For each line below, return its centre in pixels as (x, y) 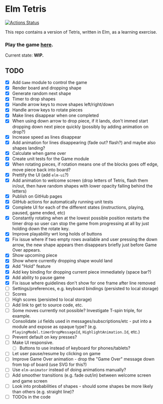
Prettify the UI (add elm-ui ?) (40, 175)
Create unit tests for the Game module (51, 159)
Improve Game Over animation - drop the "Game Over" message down (83, 359)
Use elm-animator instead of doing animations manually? (69, 370)
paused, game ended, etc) (39, 213)
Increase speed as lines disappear (47, 137)
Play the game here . (29, 44)
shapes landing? (29, 148)
